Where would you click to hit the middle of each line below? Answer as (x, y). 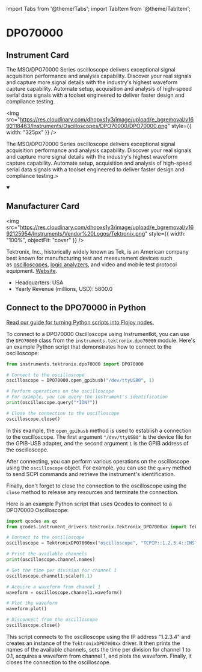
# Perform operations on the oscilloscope (60, 391)
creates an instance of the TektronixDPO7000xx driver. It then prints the (93, 643)
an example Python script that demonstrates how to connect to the (89, 347)
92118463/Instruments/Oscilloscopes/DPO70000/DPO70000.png (87, 126)
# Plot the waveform (32, 603)
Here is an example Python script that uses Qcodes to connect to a (89, 504)
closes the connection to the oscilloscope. (59, 662)
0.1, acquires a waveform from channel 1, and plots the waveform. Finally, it (99, 656)
